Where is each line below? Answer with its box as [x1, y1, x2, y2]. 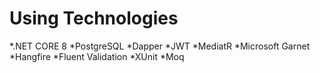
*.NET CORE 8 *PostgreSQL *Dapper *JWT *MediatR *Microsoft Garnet [9, 40, 311, 52]
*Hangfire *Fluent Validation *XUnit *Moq [9, 50, 185, 62]
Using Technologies [9, 7, 179, 30]
